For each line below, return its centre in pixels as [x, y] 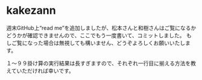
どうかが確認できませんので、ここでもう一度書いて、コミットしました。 [96, 35]
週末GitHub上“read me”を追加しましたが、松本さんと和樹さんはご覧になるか [101, 28]
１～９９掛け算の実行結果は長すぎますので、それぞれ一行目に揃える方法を [99, 63]
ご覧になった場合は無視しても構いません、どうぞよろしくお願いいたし [98, 43]
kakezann [31, 11]
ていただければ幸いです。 [43, 70]
